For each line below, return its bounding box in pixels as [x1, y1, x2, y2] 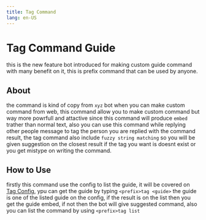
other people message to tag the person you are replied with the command [6, 128, 196, 135]
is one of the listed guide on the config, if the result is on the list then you [6, 194, 191, 202]
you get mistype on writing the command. [6, 147, 112, 155]
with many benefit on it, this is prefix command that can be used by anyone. [6, 68, 198, 75]
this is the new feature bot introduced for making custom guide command [6, 61, 193, 68]
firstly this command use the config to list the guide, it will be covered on [6, 181, 190, 188]
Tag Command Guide [6, 41, 116, 55]
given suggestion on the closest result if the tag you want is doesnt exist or [6, 141, 196, 148]
